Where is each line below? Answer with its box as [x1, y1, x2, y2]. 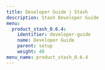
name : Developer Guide [17, 37, 75, 43]
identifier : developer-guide [17, 32, 91, 38]
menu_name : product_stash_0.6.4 [6, 54, 88, 60]
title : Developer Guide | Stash [6, 9, 88, 15]
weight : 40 [17, 49, 45, 55]
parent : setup [17, 43, 53, 49]
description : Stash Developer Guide [6, 15, 99, 21]
